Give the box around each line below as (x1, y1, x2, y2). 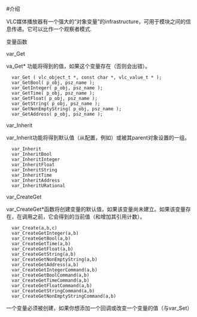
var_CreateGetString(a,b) (11, 251, 77, 257)
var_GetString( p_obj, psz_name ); (11, 101, 101, 107)
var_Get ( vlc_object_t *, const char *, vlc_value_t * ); (11, 74, 162, 80)
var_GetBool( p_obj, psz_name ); (11, 80, 95, 86)
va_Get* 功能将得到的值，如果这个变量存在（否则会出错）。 (6, 62, 151, 70)
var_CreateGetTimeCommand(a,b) (11, 277, 90, 283)
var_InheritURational (11, 183, 66, 189)
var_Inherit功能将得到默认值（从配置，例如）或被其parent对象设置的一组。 (6, 134, 190, 141)
